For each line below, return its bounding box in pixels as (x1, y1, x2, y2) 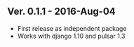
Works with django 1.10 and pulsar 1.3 (17, 32, 126, 40)
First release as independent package (17, 24, 127, 32)
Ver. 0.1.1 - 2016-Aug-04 (7, 6, 116, 18)
